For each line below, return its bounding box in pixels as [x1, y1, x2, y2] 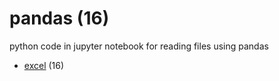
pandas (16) [9, 7, 110, 30]
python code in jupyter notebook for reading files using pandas [9, 40, 269, 52]
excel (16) [23, 59, 65, 71]
